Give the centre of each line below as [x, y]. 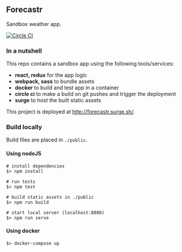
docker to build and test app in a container [67, 88]
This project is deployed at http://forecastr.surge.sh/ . [71, 112]
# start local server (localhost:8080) [55, 212]
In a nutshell [24, 51]
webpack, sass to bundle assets [55, 82]
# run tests [21, 182]
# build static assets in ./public [50, 197]
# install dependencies [36, 166]
